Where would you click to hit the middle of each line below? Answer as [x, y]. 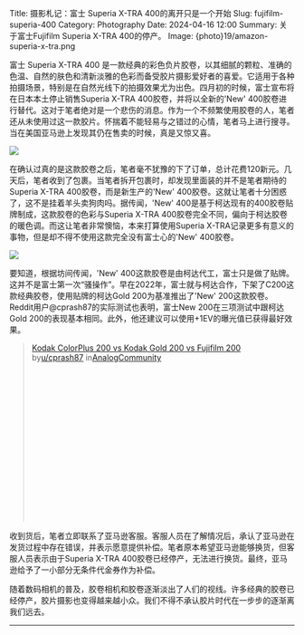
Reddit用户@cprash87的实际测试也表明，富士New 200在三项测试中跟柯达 [147, 307]
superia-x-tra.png [43, 46]
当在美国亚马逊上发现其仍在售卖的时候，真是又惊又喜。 [112, 133]
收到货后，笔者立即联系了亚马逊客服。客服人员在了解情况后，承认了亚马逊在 [152, 536]
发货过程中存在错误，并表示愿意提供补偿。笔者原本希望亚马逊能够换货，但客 [152, 547]
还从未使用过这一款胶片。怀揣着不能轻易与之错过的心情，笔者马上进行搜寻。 [152, 121]
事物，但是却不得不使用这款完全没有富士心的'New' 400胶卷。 [124, 237]
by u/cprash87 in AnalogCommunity [96, 357]
